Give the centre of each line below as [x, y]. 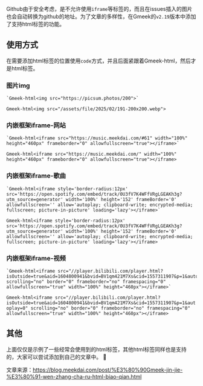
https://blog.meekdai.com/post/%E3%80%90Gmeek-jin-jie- [108, 370]
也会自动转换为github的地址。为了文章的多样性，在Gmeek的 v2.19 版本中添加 [101, 16]
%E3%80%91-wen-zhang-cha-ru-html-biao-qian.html [74, 376]
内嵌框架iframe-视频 [36, 258]
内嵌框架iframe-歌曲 [36, 176]
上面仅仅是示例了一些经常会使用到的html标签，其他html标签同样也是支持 [97, 349]
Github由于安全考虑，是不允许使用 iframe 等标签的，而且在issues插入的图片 [99, 9]
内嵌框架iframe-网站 [36, 125]
